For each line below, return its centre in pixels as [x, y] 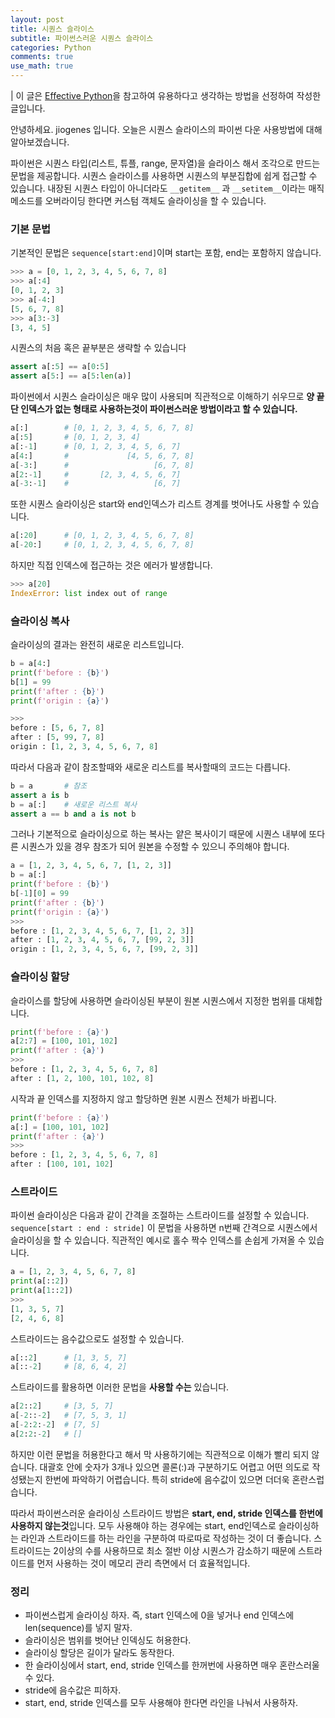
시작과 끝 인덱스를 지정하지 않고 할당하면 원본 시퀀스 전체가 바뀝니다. [143, 1098]
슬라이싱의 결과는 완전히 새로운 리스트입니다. [97, 645]
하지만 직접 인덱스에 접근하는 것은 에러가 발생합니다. [111, 565]
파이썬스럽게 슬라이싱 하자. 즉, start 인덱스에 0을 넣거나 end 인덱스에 [159, 1615]
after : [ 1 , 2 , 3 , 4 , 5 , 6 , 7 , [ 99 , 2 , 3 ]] [102, 940]
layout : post [37, 19]
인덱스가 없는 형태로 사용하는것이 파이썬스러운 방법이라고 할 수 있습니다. [159, 409]
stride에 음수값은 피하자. [73, 1690]
